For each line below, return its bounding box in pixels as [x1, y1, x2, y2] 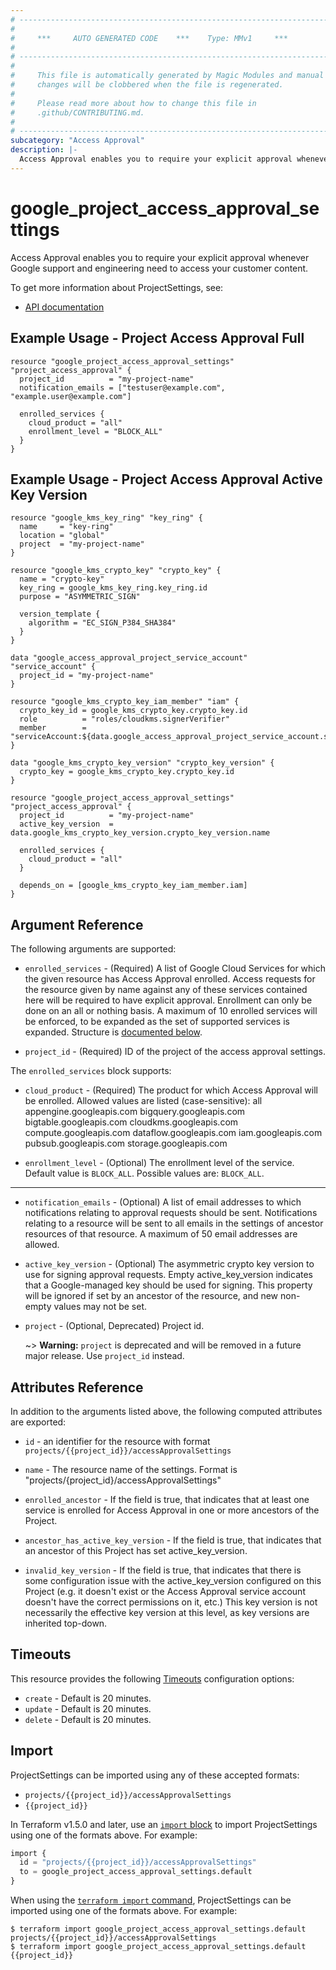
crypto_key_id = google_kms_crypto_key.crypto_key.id [19, 706, 248, 716]
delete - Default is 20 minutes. [24, 1713, 152, 1725]
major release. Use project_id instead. [24, 1350, 185, 1362]
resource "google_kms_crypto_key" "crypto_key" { [10, 566, 222, 576]
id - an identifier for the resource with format [24, 1435, 211, 1447]
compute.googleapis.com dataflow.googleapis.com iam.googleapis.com [24, 1127, 323, 1139]
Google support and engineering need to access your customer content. [10, 262, 309, 274]
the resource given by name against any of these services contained [24, 984, 308, 996]
